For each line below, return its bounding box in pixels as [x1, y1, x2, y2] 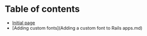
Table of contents [5, 3, 80, 15]
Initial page [12, 20, 35, 26]
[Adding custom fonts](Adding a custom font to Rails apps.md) [12, 25, 142, 31]
